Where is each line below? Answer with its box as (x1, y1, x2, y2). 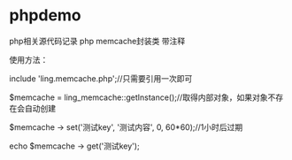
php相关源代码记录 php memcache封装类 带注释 (9, 35, 186, 46)
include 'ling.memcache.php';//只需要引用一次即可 (9, 72, 193, 84)
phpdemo (9, 5, 81, 26)
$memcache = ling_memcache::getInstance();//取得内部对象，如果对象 (9, 92, 268, 103)
